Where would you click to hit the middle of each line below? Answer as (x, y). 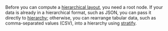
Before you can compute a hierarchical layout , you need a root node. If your (84, 7)
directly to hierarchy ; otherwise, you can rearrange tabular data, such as (81, 18)
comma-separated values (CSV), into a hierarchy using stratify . (71, 23)
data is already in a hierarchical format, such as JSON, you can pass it (78, 12)
